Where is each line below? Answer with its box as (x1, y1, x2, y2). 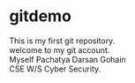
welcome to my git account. (9, 44, 110, 55)
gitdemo (9, 6, 72, 26)
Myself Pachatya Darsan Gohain (9, 54, 126, 64)
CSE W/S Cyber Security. (9, 64, 101, 74)
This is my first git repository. (9, 35, 116, 46)
